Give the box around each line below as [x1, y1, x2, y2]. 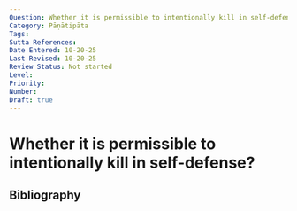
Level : [9, 71, 34, 80]
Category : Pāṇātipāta [9, 21, 89, 30]
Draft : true [9, 95, 53, 105]
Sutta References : [9, 37, 77, 47]
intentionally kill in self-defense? [9, 152, 255, 173]
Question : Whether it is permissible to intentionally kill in [9, 12, 247, 22]
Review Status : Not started [9, 63, 113, 72]
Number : [9, 87, 38, 96]
